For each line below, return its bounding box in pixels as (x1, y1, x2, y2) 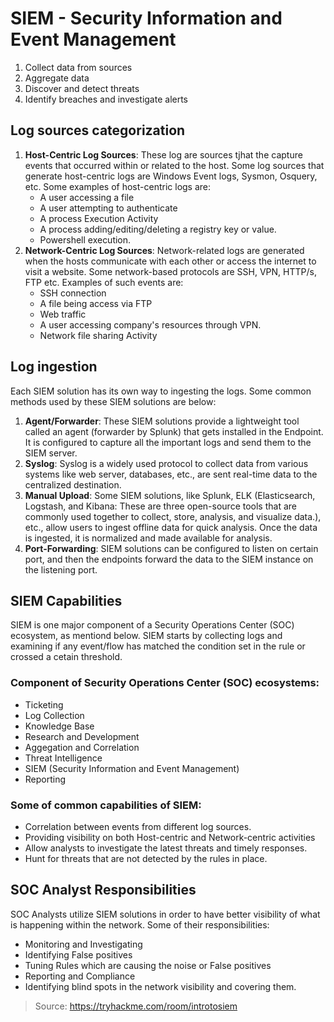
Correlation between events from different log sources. (24, 820, 252, 832)
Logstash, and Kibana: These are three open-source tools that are (24, 500, 297, 512)
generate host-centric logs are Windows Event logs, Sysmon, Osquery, (24, 170, 318, 182)
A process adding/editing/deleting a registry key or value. (39, 223, 277, 235)
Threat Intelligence (24, 752, 103, 764)
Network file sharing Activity (39, 329, 158, 341)
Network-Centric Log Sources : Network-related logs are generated (24, 244, 305, 256)
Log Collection (24, 709, 85, 721)
